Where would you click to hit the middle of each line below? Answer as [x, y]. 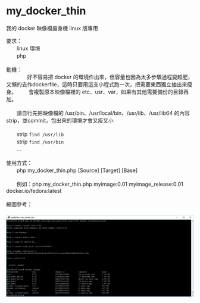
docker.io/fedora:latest [34, 190]
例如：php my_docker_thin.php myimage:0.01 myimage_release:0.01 [100, 184]
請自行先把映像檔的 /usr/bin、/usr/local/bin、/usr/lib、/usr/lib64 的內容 [103, 113]
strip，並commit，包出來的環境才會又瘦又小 [60, 120]
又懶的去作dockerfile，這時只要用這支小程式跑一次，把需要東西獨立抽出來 [97, 84]
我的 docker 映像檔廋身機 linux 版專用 [52, 28]
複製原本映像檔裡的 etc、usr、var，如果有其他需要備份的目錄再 [111, 92]
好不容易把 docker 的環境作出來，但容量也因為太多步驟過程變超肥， [110, 77]
